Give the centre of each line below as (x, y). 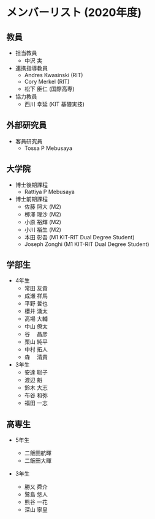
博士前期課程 (31, 199)
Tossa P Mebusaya (48, 148)
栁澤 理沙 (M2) (43, 214)
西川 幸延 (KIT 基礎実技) (54, 104)
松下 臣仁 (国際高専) (49, 89)
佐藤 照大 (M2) (43, 206)
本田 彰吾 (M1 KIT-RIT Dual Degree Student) (79, 237)
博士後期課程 (31, 185)
